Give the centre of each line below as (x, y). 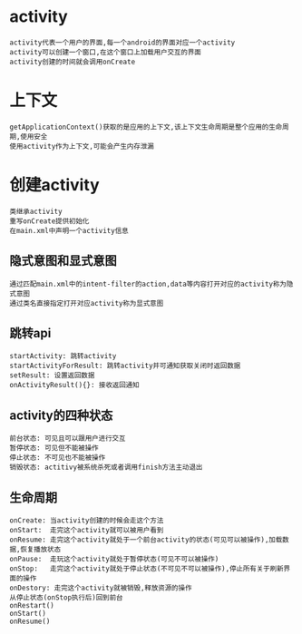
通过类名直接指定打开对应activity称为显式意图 (87, 303)
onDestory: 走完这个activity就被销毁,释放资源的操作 (101, 588)
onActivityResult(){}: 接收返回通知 (74, 385)
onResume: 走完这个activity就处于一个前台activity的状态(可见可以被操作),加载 (146, 540)
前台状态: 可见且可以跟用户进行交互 (68, 439)
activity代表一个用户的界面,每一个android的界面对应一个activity (122, 43)
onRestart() (32, 606)
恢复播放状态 (41, 550)
